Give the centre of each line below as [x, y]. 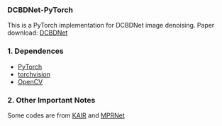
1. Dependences [35, 51]
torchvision [34, 74]
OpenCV [30, 81]
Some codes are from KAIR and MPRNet [66, 115]
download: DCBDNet [38, 33]
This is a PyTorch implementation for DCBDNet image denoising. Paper [111, 25]
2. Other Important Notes [51, 100]
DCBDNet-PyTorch [40, 10]
